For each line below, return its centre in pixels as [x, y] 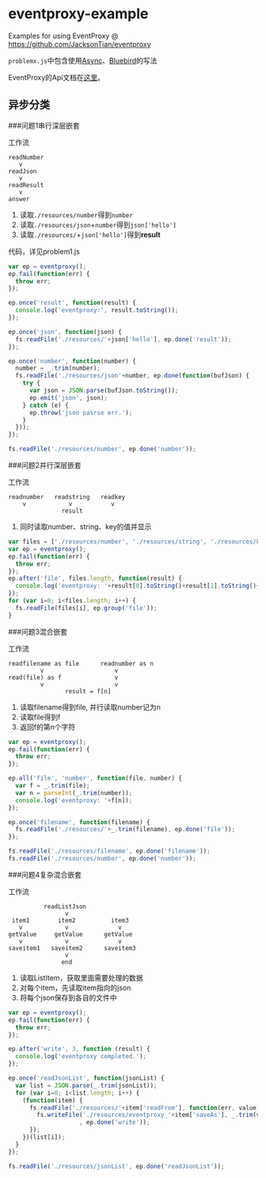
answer [19, 199]
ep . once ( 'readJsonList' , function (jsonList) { [86, 1078]
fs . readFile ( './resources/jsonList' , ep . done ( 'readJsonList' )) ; [116, 1166]
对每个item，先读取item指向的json [75, 988]
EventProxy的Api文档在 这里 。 [57, 77]
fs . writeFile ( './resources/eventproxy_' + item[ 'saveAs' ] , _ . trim [145, 1115]
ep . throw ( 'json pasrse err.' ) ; [81, 412]
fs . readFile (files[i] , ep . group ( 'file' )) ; [86, 608]
